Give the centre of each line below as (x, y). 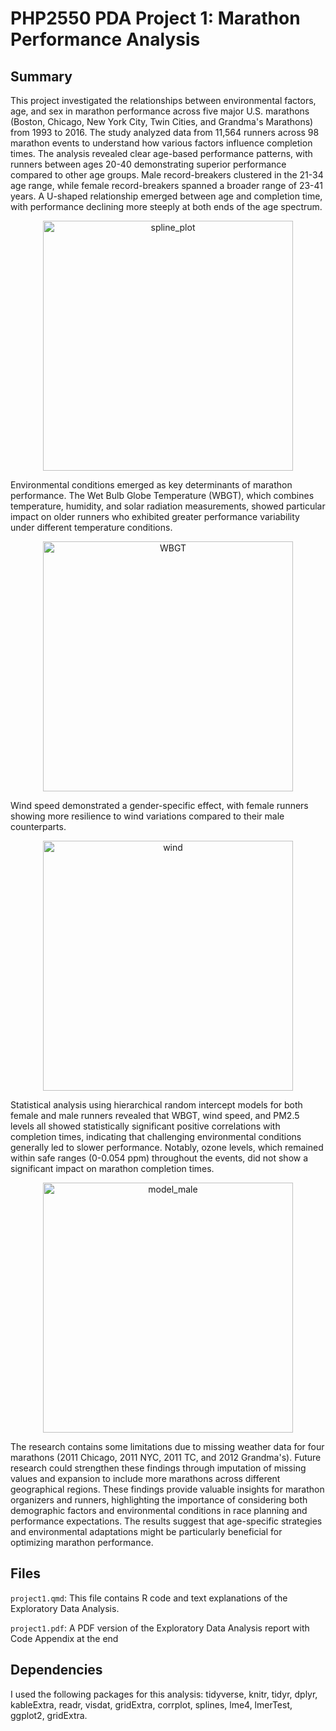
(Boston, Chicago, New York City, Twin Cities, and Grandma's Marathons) (162, 121)
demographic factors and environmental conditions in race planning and (159, 1510)
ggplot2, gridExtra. (49, 1715)
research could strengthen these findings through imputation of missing (158, 1468)
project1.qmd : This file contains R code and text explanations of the (149, 1598)
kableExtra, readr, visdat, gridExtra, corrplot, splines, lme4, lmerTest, (151, 1704)
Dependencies (56, 1670)
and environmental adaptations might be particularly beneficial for (146, 1531)
